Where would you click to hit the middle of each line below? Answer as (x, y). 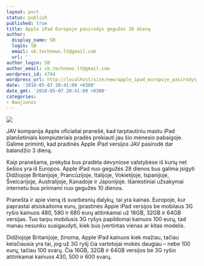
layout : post (23, 12)
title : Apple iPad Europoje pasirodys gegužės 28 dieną (78, 29)
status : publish (27, 18)
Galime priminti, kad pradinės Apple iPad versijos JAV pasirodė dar (90, 144)
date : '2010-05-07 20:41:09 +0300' (51, 86)
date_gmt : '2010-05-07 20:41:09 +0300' (57, 91)
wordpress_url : (25, 80)
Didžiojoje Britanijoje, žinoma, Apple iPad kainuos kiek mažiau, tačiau (93, 237)
